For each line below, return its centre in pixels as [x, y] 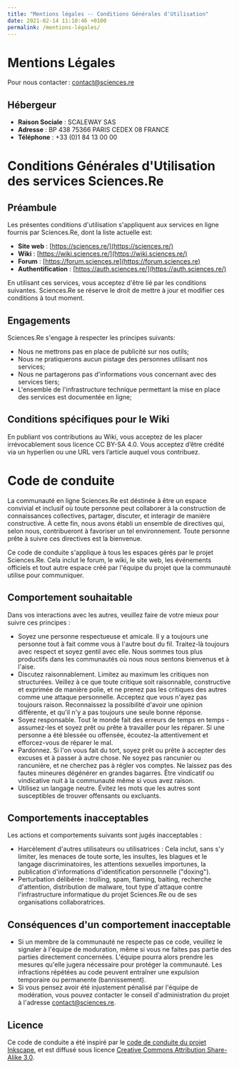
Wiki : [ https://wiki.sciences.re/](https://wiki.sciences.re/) [102, 254]
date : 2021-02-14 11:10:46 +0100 [57, 21]
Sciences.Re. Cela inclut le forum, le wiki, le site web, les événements [110, 560]
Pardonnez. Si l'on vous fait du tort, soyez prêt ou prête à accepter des [122, 750]
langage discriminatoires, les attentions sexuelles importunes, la [112, 864]
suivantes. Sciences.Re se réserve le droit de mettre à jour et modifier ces [116, 291]
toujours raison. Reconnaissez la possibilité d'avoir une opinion [110, 704]
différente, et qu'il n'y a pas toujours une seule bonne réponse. [110, 712]
